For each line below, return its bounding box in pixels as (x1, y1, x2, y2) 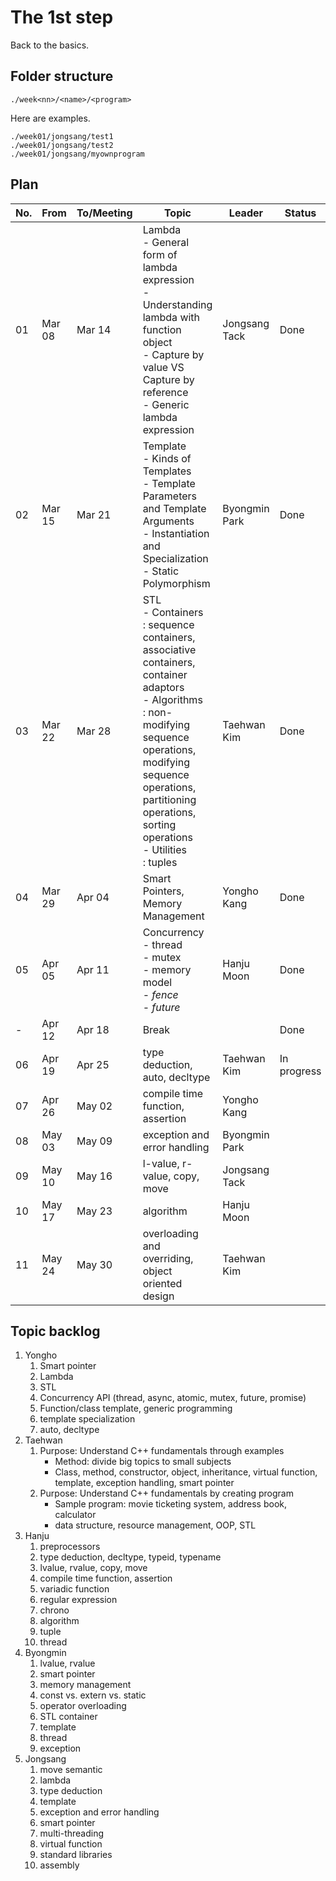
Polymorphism (142, 576, 211, 590)
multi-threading (39, 1827, 105, 1840)
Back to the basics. (10, 39, 90, 51)
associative (142, 642, 197, 656)
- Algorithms (142, 692, 203, 706)
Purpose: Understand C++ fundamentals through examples (39, 1445, 285, 1457)
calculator (54, 1509, 97, 1521)
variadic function (39, 1583, 110, 1595)
